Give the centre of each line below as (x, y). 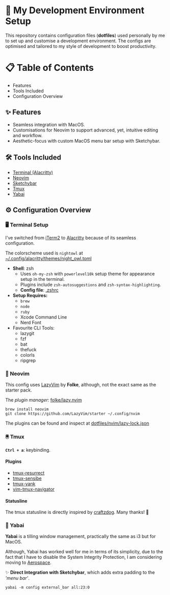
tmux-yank (24, 483)
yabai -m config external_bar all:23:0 (48, 588)
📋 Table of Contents (50, 68)
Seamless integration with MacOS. (49, 124)
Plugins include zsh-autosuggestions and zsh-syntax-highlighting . (91, 284)
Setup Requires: (30, 296)
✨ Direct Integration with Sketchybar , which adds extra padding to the (80, 573)
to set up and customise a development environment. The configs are (78, 41)
